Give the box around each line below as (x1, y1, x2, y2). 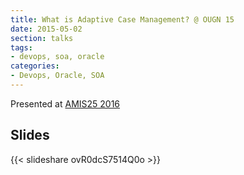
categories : (10, 61, 60, 71)
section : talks (10, 33, 74, 43)
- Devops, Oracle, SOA (10, 71, 105, 81)
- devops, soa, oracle (10, 52, 105, 62)
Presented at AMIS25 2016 (10, 97, 121, 110)
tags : (10, 42, 33, 53)
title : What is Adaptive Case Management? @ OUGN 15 (10, 14, 235, 25)
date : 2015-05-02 (10, 24, 83, 34)
